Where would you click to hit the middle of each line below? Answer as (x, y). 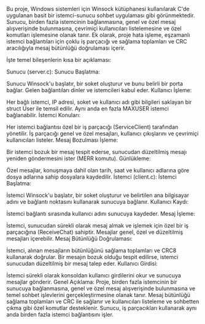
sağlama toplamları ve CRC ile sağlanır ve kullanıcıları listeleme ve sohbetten (103, 301)
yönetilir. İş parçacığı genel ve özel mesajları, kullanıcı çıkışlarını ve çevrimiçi (102, 133)
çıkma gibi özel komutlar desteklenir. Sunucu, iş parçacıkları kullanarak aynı (102, 308)
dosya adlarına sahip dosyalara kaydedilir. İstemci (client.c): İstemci (91, 177)
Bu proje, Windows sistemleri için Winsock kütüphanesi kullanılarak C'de (98, 9)
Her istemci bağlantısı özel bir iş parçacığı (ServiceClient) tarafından (92, 127)
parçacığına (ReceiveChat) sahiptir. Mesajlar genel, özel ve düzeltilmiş (95, 232)
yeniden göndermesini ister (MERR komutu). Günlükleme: (79, 158)
